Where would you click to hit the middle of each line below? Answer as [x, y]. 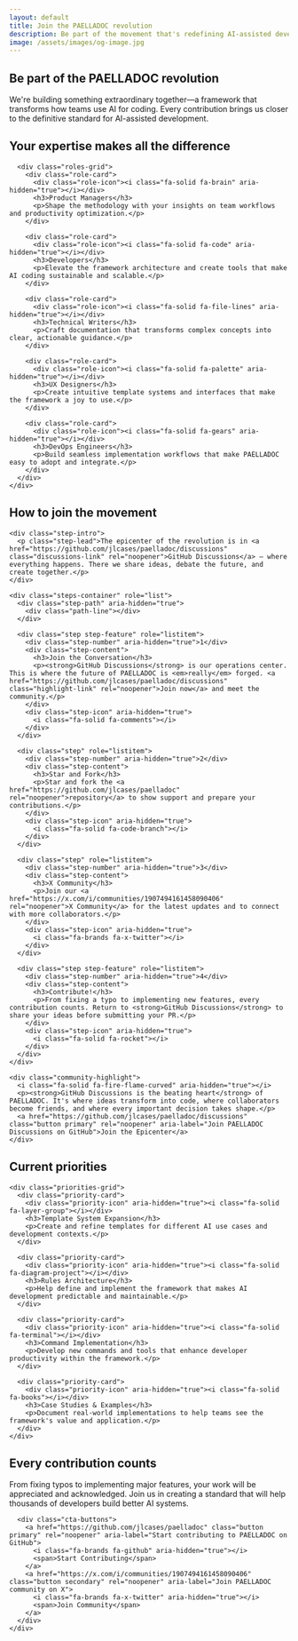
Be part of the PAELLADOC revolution [114, 78]
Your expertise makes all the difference [120, 146]
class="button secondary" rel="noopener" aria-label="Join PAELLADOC [141, 1582]
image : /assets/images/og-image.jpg [77, 42]
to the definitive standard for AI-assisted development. [109, 119]
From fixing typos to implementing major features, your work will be [133, 1485]
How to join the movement [83, 513]
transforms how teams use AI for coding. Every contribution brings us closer [149, 109]
